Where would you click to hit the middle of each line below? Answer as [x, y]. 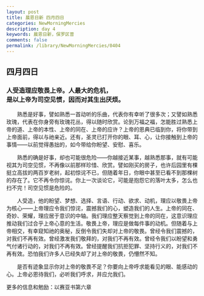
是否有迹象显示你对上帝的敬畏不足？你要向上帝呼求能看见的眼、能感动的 [107, 266]
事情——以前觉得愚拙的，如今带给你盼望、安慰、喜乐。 [75, 144]
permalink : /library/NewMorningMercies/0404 [63, 46]
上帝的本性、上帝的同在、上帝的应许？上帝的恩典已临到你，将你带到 [112, 129]
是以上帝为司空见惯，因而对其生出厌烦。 [65, 99]
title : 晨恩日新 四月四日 [36, 18]
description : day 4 [31, 29]
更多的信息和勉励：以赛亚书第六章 [49, 287]
